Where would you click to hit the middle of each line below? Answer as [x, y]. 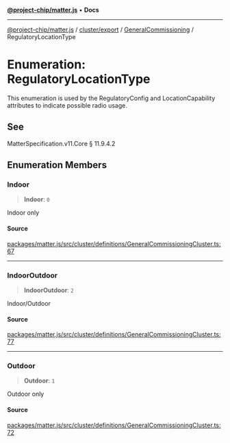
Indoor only [23, 213]
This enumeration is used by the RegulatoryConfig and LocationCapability [111, 98]
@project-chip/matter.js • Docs [53, 10]
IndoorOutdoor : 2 [49, 290]
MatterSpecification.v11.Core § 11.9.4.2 [61, 143]
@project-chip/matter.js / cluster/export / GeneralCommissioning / [100, 29]
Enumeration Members [57, 165]
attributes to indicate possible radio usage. [67, 105]
